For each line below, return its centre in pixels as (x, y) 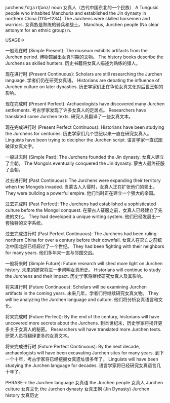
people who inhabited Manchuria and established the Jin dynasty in (76, 13)
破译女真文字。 (21, 146)
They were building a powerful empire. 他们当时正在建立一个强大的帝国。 (81, 193)
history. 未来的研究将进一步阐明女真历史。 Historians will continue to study (83, 270)
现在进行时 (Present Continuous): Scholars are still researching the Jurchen (84, 74)
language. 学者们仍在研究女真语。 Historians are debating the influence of (82, 80)
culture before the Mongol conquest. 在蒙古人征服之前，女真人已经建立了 (82, 210)
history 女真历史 (22, 395)
